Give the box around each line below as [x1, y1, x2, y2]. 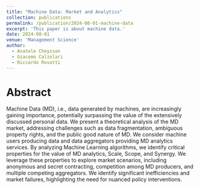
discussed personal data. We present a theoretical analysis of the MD [6, 118, 179, 126]
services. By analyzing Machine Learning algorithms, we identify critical [6, 144, 185, 151]
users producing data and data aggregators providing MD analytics [6, 137, 173, 145]
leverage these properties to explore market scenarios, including [6, 156, 167, 164]
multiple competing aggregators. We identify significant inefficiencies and [6, 170, 190, 177]
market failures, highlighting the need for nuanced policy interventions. [6, 176, 182, 183]
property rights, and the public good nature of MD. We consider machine [6, 131, 187, 138]
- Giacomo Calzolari [11, 54, 63, 60]
